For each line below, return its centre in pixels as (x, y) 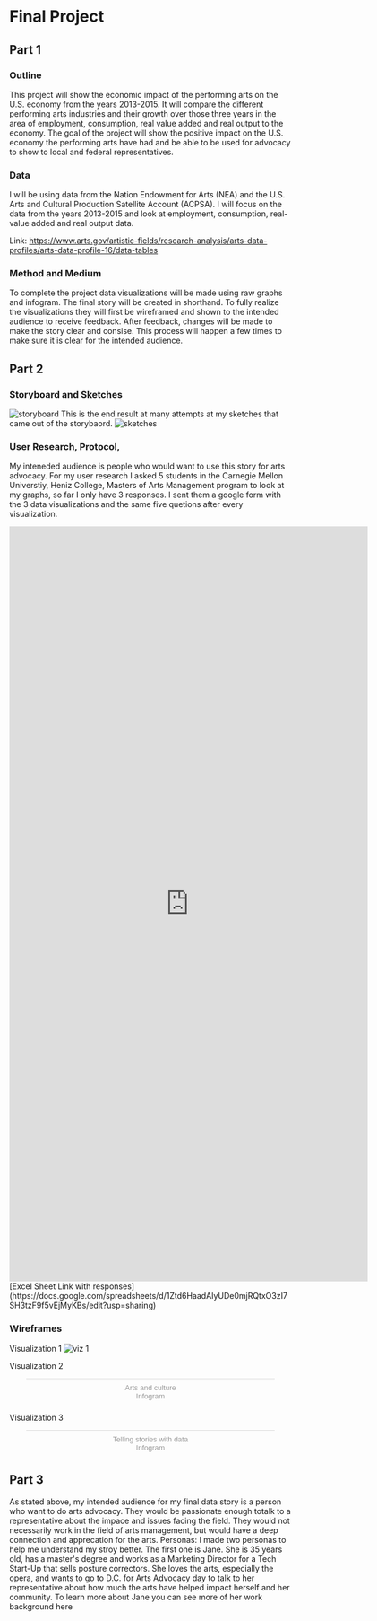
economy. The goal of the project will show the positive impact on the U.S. (146, 133)
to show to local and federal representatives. (92, 152)
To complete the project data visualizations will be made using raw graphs (146, 293)
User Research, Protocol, (65, 447)
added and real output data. (82, 223)
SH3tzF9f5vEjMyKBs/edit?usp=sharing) (83, 1306)
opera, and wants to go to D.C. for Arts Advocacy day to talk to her (132, 1578)
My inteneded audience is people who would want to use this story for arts (147, 466)
